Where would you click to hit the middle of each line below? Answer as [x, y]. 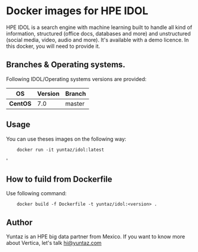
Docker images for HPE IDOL [77, 11]
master [75, 104]
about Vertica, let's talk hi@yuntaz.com [54, 243]
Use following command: [36, 193]
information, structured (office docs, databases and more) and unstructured [98, 33]
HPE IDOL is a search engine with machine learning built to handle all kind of [99, 27]
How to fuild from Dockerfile [59, 179]
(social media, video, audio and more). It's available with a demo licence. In [98, 40]
